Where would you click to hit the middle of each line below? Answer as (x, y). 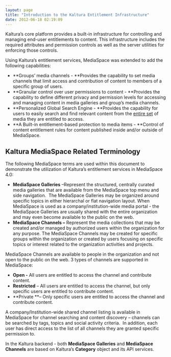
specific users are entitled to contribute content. (63, 292)
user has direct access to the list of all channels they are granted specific (82, 328)
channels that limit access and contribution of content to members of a (87, 81)
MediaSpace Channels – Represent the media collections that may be (86, 222)
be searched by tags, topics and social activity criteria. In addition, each (82, 323)
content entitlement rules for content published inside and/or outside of (88, 130)
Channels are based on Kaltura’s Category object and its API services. (80, 349)
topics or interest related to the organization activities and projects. (83, 244)
